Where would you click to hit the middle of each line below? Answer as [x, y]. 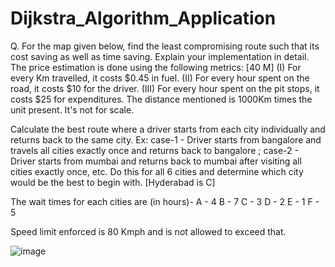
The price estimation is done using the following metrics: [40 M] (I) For [156, 67]
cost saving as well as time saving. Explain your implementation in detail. [160, 56]
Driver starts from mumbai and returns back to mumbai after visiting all [156, 161]
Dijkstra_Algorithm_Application [143, 18]
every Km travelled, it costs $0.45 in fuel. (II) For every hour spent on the [160, 78]
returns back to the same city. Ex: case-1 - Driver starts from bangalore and [166, 139]
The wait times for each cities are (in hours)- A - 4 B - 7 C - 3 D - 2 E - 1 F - [165, 201]
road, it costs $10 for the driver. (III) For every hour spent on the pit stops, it [165, 88]
